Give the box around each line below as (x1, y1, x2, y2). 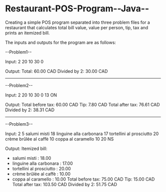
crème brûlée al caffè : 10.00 (12, 171, 71, 177)
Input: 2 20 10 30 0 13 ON (5, 92, 57, 98)
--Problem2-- (5, 82, 33, 88)
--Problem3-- (5, 121, 33, 127)
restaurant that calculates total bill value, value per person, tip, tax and (5, 24, 148, 30)
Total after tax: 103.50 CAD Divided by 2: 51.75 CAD (12, 181, 118, 187)
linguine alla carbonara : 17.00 (12, 160, 73, 166)
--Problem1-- (5, 49, 32, 55)
